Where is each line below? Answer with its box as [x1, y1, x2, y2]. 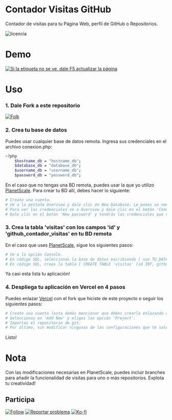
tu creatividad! [5, 380, 36, 387]
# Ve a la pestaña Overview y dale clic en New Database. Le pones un [5, 202, 159, 207]
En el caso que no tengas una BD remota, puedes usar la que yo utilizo [5, 182, 155, 188]
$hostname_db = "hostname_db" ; [14, 158, 81, 163]
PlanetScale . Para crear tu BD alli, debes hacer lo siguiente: [5, 188, 131, 194]
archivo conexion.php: [5, 143, 53, 150]
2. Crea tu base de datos [5, 126, 68, 134]
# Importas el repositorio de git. [5, 320, 81, 325]
